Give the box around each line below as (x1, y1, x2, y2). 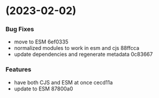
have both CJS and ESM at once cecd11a (13, 79, 113, 86)
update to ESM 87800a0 (13, 85, 73, 92)
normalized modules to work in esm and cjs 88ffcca (13, 45, 140, 52)
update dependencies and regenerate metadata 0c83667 (13, 51, 153, 58)
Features (5, 66, 32, 74)
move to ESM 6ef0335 (13, 38, 69, 45)
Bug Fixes (5, 25, 35, 33)
